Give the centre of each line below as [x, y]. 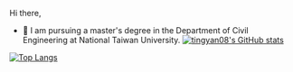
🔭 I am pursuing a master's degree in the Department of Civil [135, 30]
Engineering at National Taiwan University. [101, 40]
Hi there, [25, 13]
